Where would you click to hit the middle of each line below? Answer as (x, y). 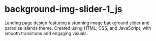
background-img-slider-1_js (63, 9)
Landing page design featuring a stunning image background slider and (77, 23)
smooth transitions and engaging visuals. (46, 33)
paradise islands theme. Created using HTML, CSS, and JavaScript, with (78, 28)
